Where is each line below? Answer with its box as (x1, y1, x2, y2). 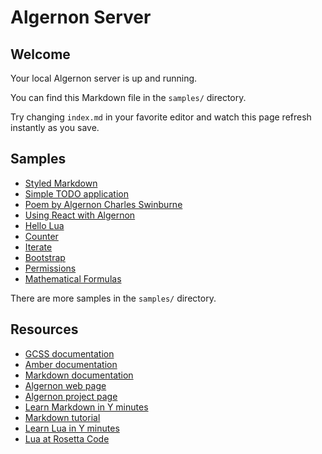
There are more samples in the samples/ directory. (10, 292, 217, 304)
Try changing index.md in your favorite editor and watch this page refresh (10, 111, 312, 123)
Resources (10, 321, 79, 338)
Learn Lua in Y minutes (24, 422, 120, 434)
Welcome (10, 46, 71, 63)
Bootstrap (24, 251, 66, 263)
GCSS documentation (24, 347, 115, 360)
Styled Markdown (24, 177, 98, 189)
